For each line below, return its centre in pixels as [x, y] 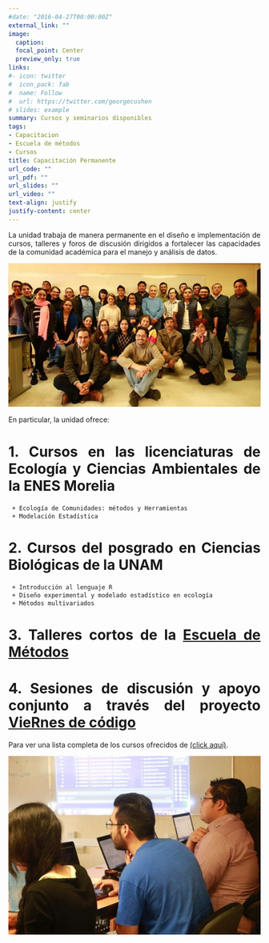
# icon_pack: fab [39, 84]
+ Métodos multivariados [53, 604]
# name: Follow [35, 93]
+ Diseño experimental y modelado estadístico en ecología [112, 596]
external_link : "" [39, 25]
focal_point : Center [50, 51]
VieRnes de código [72, 722]
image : [19, 34]
